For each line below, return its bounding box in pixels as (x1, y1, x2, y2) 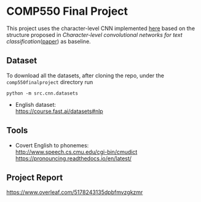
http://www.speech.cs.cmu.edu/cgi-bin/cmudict (15, 148, 138, 155)
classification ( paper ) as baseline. (6, 37, 91, 45)
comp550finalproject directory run (6, 78, 93, 85)
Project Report (6, 172, 63, 182)
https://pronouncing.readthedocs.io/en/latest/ (15, 155, 132, 162)
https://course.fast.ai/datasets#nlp (15, 107, 103, 115)
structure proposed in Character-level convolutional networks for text (6, 31, 183, 38)
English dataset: (15, 101, 57, 108)
